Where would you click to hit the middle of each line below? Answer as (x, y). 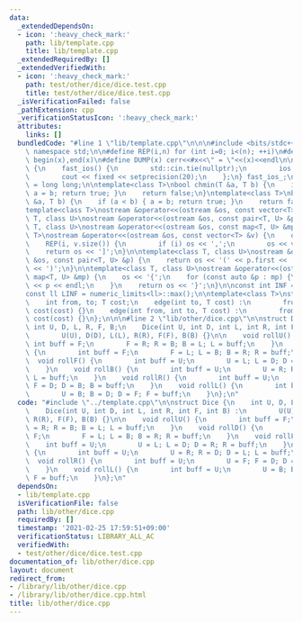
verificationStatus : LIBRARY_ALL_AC (86, 536)
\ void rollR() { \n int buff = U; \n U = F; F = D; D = (160, 461)
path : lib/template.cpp (70, 43)
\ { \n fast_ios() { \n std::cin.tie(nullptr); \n (136, 168)
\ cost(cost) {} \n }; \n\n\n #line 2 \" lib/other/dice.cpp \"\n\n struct (156, 319)
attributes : (40, 127)
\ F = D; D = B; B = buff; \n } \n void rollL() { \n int (156, 386)
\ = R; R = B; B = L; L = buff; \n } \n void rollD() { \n (144, 428)
